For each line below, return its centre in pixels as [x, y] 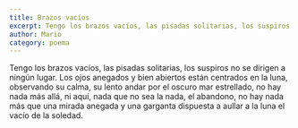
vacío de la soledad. [46, 115]
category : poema [39, 43]
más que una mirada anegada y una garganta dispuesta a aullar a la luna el [147, 106]
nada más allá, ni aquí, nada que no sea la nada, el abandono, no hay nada [147, 97]
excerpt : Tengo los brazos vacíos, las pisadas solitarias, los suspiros [150, 26]
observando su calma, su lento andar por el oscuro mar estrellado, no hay [145, 87]
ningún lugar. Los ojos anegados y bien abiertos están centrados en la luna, [149, 78]
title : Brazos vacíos [50, 17]
